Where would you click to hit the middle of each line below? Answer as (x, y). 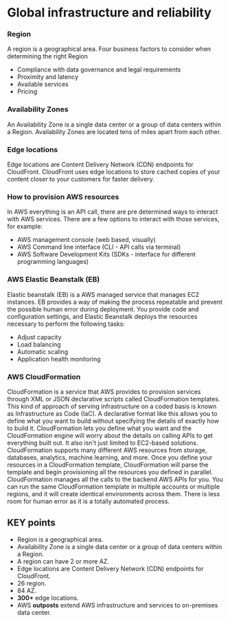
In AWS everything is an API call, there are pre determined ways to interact (113, 212)
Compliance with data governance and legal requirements (99, 69)
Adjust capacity (39, 337)
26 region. (32, 583)
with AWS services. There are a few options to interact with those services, (113, 219)
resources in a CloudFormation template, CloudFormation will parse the (108, 465)
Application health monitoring (59, 359)
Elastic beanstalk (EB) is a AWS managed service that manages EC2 (103, 294)
